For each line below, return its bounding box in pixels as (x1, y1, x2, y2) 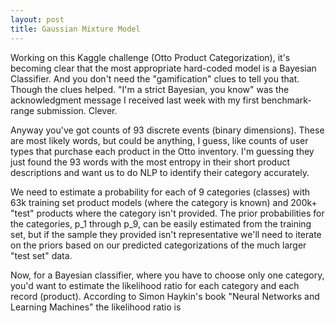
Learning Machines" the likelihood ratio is (10, 301, 182, 313)
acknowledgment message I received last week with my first (10, 94, 260, 106)
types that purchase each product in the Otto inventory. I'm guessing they (10, 145, 315, 157)
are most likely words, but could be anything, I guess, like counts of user (10, 134, 309, 146)
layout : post (10, 14, 65, 25)
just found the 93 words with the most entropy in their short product (10, 156, 291, 168)
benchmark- (261, 94, 312, 106)
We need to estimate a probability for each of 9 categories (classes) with (10, 186, 311, 198)
